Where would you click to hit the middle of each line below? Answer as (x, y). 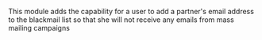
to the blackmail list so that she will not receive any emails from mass (121, 20)
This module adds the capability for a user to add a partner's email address (131, 11)
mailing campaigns (39, 28)
